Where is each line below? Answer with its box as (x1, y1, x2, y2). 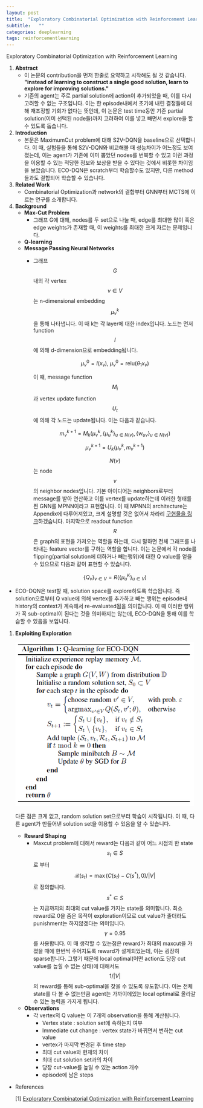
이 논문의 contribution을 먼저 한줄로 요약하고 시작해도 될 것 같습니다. (24, 71, 186, 79)
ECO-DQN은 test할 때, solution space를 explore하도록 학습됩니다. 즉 (14, 587, 180, 594)
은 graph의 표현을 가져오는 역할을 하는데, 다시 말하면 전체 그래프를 (33, 537, 190, 545)
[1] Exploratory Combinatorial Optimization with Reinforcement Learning (14, 1095, 195, 1102)
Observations (24, 1004, 59, 1012)
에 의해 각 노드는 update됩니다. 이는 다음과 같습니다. (33, 416, 157, 423)
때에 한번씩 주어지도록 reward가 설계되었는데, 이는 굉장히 (44, 947, 179, 954)
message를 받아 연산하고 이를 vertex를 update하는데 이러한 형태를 (33, 494, 192, 502)
